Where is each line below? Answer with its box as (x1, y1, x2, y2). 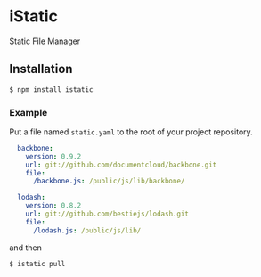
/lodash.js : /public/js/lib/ (32, 225, 142, 235)
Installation (9, 61, 73, 77)
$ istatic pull (9, 259, 66, 268)
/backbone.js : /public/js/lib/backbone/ (32, 176, 185, 186)
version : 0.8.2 (25, 201, 82, 210)
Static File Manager (9, 36, 81, 46)
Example (9, 106, 48, 118)
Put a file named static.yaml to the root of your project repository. (9, 126, 254, 137)
